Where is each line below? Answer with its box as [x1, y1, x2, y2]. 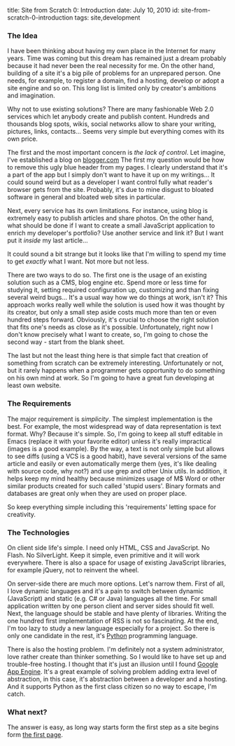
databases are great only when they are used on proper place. [7, 489, 187, 497]
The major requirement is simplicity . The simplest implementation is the [7, 415, 213, 423]
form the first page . [7, 731, 63, 739]
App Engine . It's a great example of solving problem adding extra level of [7, 667, 218, 675]
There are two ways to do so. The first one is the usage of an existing [7, 271, 208, 279]
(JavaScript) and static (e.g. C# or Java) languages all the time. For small [7, 594, 218, 602]
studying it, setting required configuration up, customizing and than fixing [7, 286, 219, 294]
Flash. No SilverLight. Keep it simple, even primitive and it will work [7, 551, 201, 559]
